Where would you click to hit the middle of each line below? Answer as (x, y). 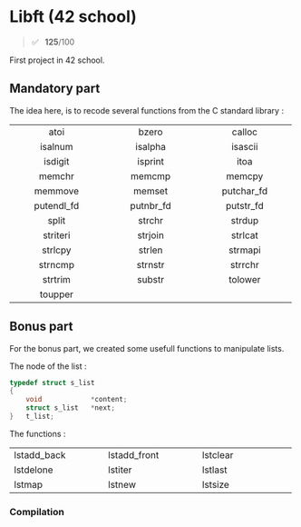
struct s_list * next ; (71, 408)
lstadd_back (40, 454)
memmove (57, 191)
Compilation (37, 512)
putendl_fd (57, 205)
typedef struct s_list (52, 383)
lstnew (122, 484)
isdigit (57, 161)
